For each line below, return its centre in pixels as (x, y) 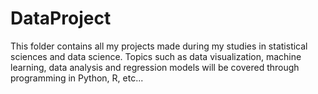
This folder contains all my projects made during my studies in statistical (159, 46)
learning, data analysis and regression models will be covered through (155, 67)
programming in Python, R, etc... (77, 78)
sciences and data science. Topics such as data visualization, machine (156, 56)
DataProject (61, 18)
